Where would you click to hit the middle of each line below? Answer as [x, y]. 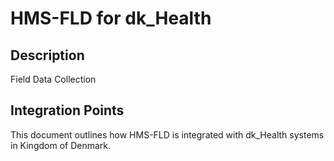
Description [47, 55]
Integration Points [67, 110]
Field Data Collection [53, 79]
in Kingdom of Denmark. [61, 145]
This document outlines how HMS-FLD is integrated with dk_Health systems [167, 134]
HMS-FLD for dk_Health [111, 18]
